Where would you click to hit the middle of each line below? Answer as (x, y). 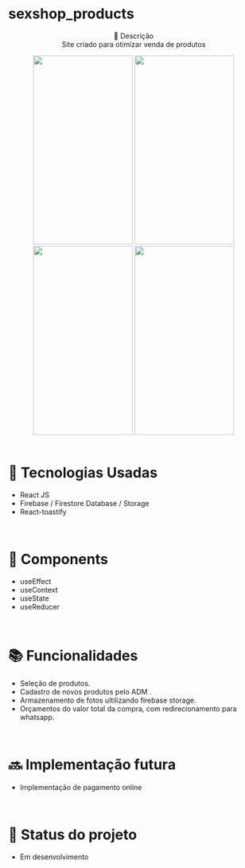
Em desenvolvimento (54, 857)
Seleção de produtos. (55, 683)
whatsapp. (37, 717)
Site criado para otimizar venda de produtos (134, 44)
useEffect (35, 581)
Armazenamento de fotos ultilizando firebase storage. (108, 700)
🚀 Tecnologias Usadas (83, 473)
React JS (35, 495)
